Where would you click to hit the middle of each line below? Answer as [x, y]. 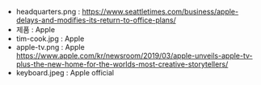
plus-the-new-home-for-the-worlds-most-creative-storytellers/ [122, 64]
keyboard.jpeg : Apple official [65, 73]
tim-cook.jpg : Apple [50, 38]
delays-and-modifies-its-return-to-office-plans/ [96, 20]
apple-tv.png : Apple [50, 47]
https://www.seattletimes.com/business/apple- [160, 12]
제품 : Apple [35, 30]
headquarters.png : [48, 12]
